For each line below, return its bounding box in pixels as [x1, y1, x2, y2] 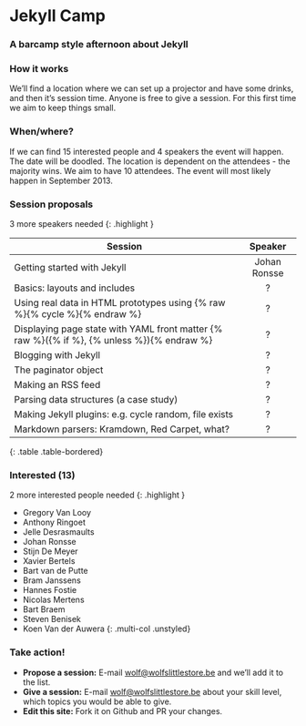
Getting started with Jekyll [14, 261, 127, 273]
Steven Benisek [22, 614, 82, 625]
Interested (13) [9, 468, 76, 481]
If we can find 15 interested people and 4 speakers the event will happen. [9, 146, 284, 157]
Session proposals [9, 198, 94, 210]
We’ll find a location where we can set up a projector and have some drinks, [9, 83, 294, 94]
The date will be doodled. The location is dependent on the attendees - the [9, 156, 291, 167]
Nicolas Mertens [22, 594, 85, 606]
